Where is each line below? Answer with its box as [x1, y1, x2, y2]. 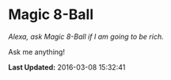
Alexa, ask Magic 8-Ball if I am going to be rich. [8, 32, 164, 41]
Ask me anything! [8, 47, 66, 56]
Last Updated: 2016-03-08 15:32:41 [8, 62, 126, 72]
